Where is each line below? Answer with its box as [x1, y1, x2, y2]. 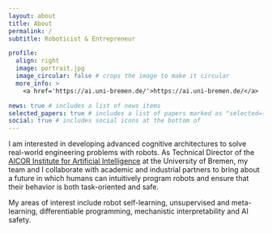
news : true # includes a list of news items [8, 101, 161, 110]
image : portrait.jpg [15, 64, 85, 73]
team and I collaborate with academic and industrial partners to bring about [8, 165, 261, 175]
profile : [8, 50, 38, 58]
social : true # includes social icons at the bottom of [8, 117, 201, 125]
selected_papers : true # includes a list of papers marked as [8, 109, 223, 118]
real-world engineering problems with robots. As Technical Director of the [8, 148, 255, 157]
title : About [8, 19, 53, 28]
